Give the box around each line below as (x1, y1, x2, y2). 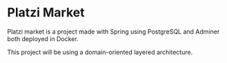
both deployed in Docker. (7, 34, 79, 42)
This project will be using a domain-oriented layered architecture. (7, 48, 193, 56)
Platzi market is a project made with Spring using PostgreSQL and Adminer (7, 27, 220, 36)
